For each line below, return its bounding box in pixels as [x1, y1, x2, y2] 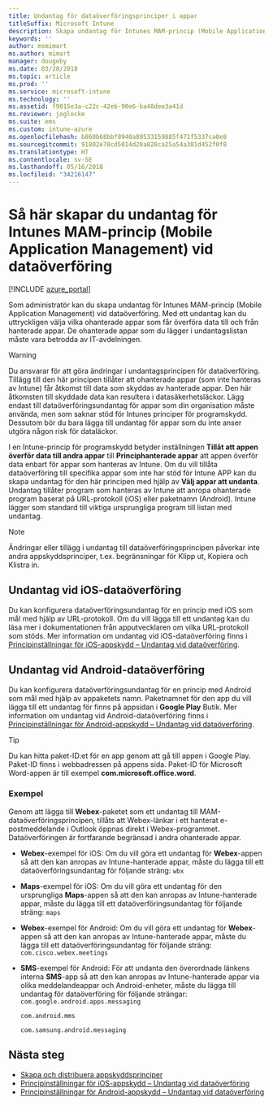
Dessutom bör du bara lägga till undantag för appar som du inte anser [8, 418, 242, 427]
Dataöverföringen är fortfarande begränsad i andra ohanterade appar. [8, 832, 242, 842]
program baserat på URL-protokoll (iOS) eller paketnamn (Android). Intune [8, 493, 256, 504]
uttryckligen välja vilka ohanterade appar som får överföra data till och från [8, 317, 259, 327]
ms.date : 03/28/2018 [8, 65, 79, 73]
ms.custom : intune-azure [8, 125, 93, 133]
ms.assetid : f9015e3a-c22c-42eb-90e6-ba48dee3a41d [8, 102, 184, 110]
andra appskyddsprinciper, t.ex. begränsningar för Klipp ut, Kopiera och [8, 551, 249, 561]
